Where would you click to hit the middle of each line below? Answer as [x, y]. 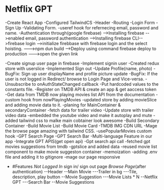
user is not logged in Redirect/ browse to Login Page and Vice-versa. [75, 79]
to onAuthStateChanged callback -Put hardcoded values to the [95, 84]
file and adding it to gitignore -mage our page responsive [63, 157]
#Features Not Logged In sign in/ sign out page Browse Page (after [79, 166]
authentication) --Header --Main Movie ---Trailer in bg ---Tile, [75, 171]
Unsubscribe [18, 84]
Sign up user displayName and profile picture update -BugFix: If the [90, 73]
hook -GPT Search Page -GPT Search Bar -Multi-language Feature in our [79, 136]
